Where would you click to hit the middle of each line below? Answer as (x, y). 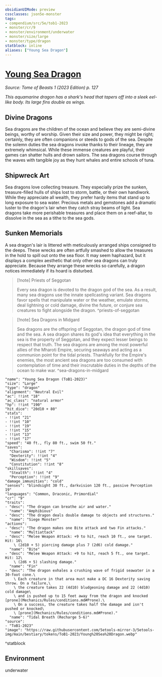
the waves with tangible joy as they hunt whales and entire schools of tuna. (80, 160)
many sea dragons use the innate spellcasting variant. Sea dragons (84, 295)
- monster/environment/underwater (40, 32)
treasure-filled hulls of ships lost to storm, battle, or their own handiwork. (78, 192)
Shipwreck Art (27, 175)
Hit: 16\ (14, 541)
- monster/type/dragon (28, 41)
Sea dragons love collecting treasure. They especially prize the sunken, (76, 187)
